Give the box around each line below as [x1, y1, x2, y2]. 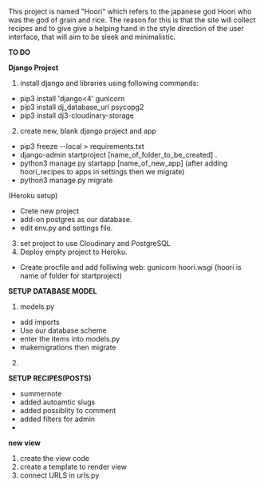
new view [8, 438, 41, 447]
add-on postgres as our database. [19, 215, 132, 224]
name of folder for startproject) [19, 271, 122, 280]
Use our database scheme [19, 326, 107, 335]
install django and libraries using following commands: [19, 79, 199, 88]
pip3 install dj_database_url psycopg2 [19, 103, 144, 111]
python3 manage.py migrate [19, 175, 113, 185]
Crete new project [19, 206, 80, 216]
